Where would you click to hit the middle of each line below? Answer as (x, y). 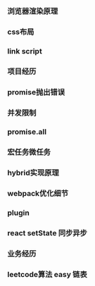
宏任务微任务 (29, 152)
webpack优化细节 (38, 194)
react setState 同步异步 (47, 233)
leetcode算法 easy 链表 (47, 274)
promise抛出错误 (36, 92)
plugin (18, 213)
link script (25, 51)
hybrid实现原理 (33, 173)
